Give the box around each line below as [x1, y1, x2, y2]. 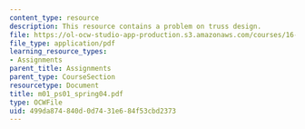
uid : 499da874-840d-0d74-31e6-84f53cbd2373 [9, 106, 177, 115]
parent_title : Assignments [9, 64, 112, 74]
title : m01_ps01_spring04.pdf [9, 89, 124, 98]
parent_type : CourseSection [9, 73, 116, 82]
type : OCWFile [9, 97, 64, 107]
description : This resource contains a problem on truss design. [9, 22, 261, 31]
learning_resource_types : [9, 47, 107, 56]
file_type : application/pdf [9, 38, 116, 48]
